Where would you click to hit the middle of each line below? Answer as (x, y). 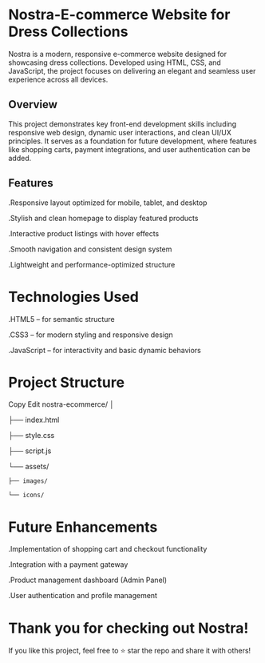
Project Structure (67, 382)
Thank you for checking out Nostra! (129, 628)
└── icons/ (26, 495)
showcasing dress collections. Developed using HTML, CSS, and (115, 62)
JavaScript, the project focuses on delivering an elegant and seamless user (132, 70)
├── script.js (30, 451)
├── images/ (28, 481)
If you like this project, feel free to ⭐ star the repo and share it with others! (130, 651)
